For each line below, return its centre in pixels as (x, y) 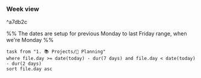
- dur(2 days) (24, 64)
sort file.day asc (29, 69)
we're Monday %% (30, 40)
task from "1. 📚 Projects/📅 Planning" (56, 52)
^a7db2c (17, 22)
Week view (23, 9)
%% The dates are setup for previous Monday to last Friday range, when (97, 34)
